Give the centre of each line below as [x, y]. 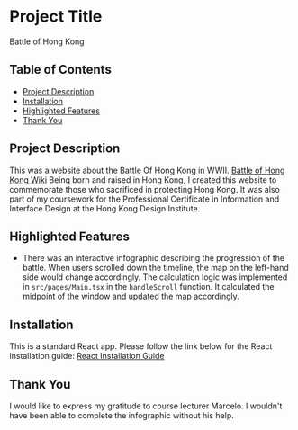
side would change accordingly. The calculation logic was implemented [155, 277]
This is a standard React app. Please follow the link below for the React [141, 346]
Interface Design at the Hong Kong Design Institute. [105, 208]
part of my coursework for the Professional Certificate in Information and [144, 199]
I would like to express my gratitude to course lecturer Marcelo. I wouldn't [146, 406]
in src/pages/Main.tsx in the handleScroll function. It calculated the [148, 287]
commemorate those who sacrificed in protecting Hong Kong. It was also [145, 189]
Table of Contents [61, 70]
